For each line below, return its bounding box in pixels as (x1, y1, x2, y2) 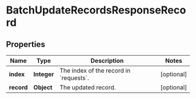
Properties (6, 39, 45, 49)
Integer (33, 70, 54, 78)
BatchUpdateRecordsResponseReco (6, 4, 187, 17)
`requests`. (59, 74, 89, 82)
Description (90, 57, 124, 64)
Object (33, 83, 52, 91)
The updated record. (59, 83, 116, 91)
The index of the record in (59, 67, 131, 74)
